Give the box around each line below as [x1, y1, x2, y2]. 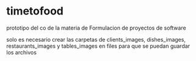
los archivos [6, 48, 37, 56]
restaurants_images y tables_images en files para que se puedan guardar [6, 42, 191, 50]
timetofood [6, 4, 64, 18]
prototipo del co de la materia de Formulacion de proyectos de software [6, 24, 187, 31]
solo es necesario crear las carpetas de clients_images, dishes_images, [6, 36, 186, 43]
